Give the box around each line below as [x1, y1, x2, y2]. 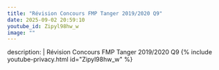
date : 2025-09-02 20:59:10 [7, 16, 85, 23]
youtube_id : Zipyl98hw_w [7, 23, 79, 30]
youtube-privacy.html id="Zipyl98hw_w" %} [7, 56, 133, 64]
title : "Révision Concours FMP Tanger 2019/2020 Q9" [7, 10, 163, 17]
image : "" [7, 29, 36, 36]
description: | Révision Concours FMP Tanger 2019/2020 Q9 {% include [7, 48, 213, 56]
